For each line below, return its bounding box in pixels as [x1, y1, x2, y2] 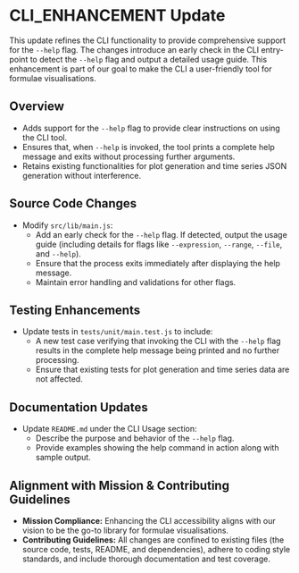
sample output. [35, 452, 91, 463]
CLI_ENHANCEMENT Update [9, 5, 226, 26]
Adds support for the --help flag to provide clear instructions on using [21, 122, 281, 133]
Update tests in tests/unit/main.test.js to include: [21, 326, 213, 337]
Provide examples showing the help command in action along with [35, 442, 279, 453]
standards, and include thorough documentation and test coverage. [21, 553, 270, 564]
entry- [261, 44, 284, 55]
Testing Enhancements [9, 302, 141, 317]
